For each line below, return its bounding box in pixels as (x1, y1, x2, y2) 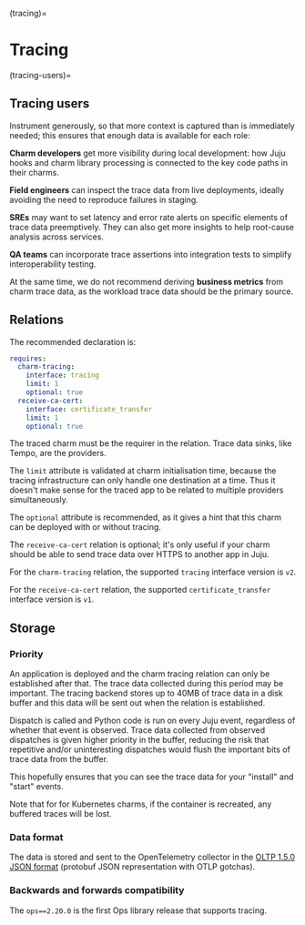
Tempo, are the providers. (9, 448, 107, 459)
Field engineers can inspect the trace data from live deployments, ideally (9, 184, 285, 195)
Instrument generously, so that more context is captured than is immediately (9, 120, 296, 131)
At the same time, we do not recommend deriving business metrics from (9, 276, 284, 287)
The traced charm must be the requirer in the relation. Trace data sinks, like (9, 438, 292, 449)
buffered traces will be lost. (9, 808, 112, 819)
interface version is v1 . (9, 594, 95, 605)
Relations (9, 312, 65, 328)
